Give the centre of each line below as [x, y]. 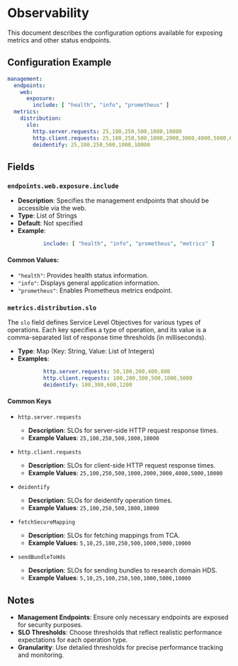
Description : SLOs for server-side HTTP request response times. [123, 431]
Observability [49, 13]
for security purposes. [50, 625]
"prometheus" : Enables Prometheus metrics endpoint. [95, 290]
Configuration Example [59, 63]
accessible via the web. [52, 208]
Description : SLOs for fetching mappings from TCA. [104, 536]
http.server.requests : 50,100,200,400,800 [107, 372]
